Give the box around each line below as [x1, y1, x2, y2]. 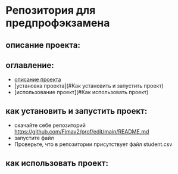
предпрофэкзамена [5, 16, 110, 30]
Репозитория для [5, 4, 96, 17]
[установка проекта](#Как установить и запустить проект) [14, 82, 164, 89]
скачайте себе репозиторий [14, 122, 86, 129]
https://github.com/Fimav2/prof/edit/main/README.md [14, 128, 149, 135]
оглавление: [5, 60, 54, 70]
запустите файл [14, 135, 54, 142]
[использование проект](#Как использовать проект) [14, 89, 149, 96]
